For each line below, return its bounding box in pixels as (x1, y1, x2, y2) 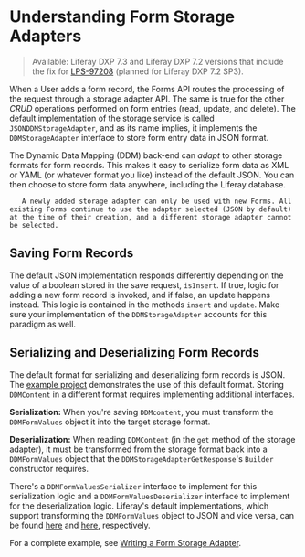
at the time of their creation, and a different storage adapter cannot (9, 212, 292, 221)
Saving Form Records (9, 245, 134, 262)
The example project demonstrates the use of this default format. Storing (9, 379, 285, 390)
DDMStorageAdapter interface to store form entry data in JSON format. (9, 132, 269, 143)
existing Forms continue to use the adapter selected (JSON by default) (9, 204, 292, 214)
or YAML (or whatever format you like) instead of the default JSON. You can (9, 169, 295, 180)
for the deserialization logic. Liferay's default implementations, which (9, 500, 269, 511)
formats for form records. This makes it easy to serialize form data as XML (9, 159, 289, 170)
